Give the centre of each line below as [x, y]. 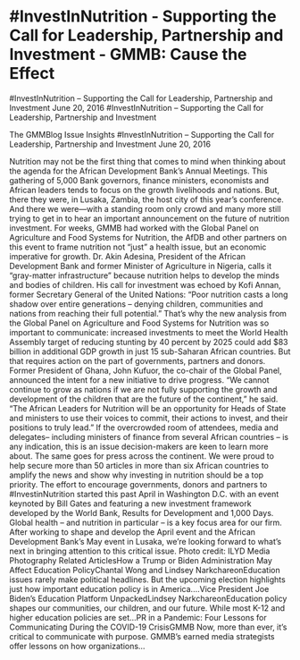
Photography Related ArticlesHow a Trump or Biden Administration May [141, 560]
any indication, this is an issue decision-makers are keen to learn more [139, 446]
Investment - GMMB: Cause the [128, 55]
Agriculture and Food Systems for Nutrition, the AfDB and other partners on [148, 237]
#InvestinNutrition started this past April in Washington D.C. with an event [144, 494]
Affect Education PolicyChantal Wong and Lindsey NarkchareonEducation [145, 570]
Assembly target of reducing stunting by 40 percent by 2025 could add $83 [149, 342]
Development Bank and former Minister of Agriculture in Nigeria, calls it [141, 266]
